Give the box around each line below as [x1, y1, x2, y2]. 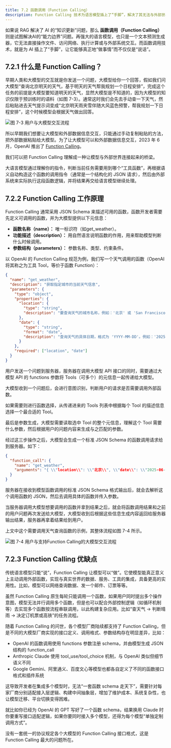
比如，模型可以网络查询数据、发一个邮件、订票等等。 [18, 582, 130, 588]
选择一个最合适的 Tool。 [5, 408, 56, 415]
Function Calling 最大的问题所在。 [5, 736, 76, 743]
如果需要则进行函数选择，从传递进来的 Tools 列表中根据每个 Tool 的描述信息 [5, 402, 164, 408]
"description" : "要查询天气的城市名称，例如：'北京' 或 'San [23, 310, 143, 316]
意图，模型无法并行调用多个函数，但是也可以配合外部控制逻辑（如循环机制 [5, 599, 161, 606]
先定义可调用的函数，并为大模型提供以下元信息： [5, 215, 108, 221]
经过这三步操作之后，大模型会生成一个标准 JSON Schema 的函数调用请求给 [5, 437, 163, 443]
